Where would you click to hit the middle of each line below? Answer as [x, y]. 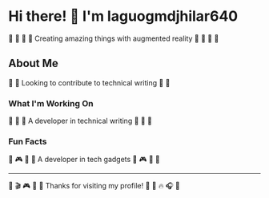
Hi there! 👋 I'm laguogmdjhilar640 [123, 16]
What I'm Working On [51, 103]
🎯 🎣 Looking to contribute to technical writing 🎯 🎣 [89, 82]
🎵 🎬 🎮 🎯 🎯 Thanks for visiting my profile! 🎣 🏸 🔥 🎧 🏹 [94, 186]
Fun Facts [28, 141]
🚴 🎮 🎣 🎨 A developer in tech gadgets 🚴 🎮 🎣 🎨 [84, 160]
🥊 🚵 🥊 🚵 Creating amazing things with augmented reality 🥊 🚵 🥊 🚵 [114, 38]
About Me [33, 63]
